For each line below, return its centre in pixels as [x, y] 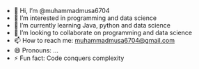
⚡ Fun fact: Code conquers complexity [69, 58]
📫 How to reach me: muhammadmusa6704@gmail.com [94, 40]
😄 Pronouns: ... [36, 50]
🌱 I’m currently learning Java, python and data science [92, 25]
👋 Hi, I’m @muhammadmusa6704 [62, 11]
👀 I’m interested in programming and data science [85, 18]
